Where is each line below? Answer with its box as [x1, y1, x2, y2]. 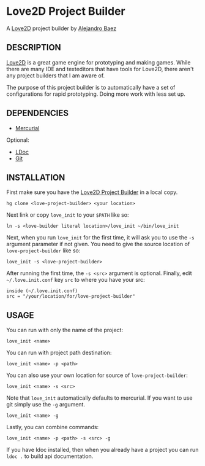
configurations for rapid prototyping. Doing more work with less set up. [6, 90, 185, 98]
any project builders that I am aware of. [6, 72, 105, 79]
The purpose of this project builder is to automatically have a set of [6, 83, 176, 91]
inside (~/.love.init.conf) [6, 288, 78, 294]
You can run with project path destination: [6, 349, 112, 357]
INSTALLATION [6, 172, 65, 182]
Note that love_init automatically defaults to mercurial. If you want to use [6, 394, 193, 402]
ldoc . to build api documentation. [6, 452, 94, 460]
